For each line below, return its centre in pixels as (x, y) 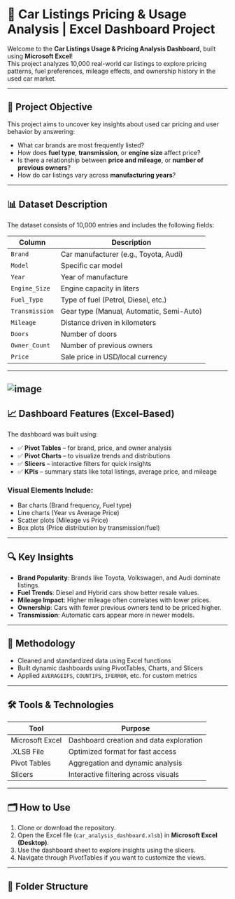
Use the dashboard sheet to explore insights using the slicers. (106, 850)
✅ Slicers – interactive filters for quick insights (84, 463)
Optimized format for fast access (123, 752)
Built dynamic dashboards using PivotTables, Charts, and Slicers (110, 668)
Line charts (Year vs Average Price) (69, 513)
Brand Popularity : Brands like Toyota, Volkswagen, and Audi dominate (119, 578)
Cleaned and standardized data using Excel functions (94, 660)
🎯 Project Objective (50, 107)
